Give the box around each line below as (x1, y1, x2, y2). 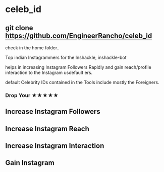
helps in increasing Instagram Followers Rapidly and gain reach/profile (5, 64, 151, 70)
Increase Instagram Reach (5, 124, 89, 133)
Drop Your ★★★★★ (5, 92, 59, 99)
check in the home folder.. (5, 45, 60, 51)
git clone (5, 24, 34, 32)
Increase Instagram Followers (5, 107, 101, 116)
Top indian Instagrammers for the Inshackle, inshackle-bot (5, 54, 127, 60)
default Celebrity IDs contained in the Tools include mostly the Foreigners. (5, 79, 159, 85)
